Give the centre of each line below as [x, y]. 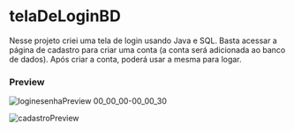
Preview [27, 82]
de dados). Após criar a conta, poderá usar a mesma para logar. [125, 59]
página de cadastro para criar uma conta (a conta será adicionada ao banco [147, 49]
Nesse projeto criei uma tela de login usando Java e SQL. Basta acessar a [143, 40]
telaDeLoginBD [65, 16]
